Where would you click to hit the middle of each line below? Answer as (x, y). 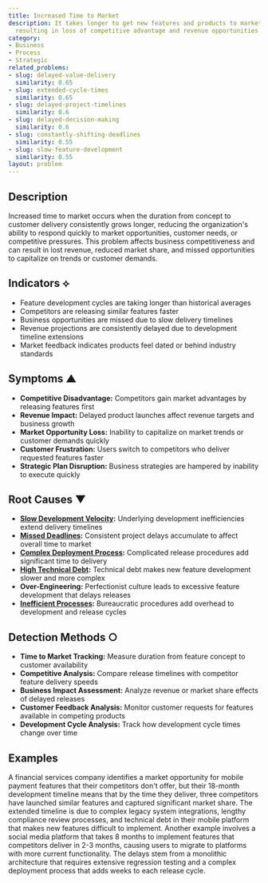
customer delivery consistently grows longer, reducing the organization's (128, 224)
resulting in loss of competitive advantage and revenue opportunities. (139, 30)
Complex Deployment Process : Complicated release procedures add (134, 553)
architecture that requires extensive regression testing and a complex (122, 862)
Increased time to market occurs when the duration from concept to (120, 216)
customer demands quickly (65, 440)
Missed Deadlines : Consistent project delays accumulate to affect (129, 535)
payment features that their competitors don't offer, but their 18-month (124, 786)
